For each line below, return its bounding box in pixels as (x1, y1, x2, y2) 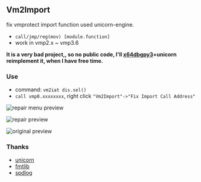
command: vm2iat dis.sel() (14, 86, 86, 93)
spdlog (14, 169, 33, 177)
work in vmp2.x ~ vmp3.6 (14, 39, 79, 46)
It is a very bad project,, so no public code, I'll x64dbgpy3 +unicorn (6, 51, 177, 58)
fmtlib (14, 163, 30, 170)
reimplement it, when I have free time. (6, 57, 104, 64)
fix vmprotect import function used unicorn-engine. (6, 21, 135, 28)
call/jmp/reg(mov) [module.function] (14, 33, 110, 40)
